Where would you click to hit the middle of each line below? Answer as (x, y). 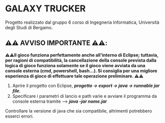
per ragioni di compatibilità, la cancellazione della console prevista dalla (81, 60)
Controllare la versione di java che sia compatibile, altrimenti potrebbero (79, 111)
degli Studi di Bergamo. (29, 27)
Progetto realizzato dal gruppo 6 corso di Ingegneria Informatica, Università (82, 22)
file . (16, 91)
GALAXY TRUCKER (45, 9)
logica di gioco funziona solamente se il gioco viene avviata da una (75, 65)
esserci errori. (19, 116)
